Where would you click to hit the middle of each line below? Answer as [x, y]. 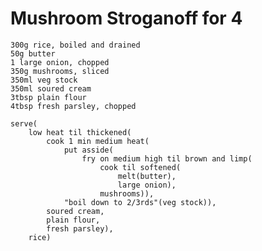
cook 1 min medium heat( [98, 141]
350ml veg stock [44, 80]
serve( [24, 123]
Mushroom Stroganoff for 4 [126, 18]
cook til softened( [140, 167]
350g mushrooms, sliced [60, 71]
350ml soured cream [51, 88]
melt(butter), [147, 176]
